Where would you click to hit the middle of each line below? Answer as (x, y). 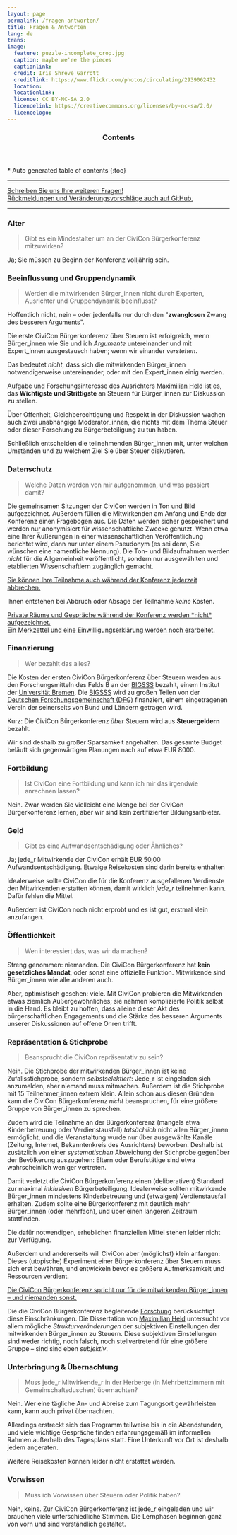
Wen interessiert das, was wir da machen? (86, 951)
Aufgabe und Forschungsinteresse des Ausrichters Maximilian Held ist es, (115, 386)
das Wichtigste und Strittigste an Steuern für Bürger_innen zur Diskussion (116, 393)
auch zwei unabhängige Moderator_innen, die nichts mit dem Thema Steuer (117, 422)
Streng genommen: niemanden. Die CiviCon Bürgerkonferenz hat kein (109, 965)
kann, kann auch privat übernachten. (61, 1411)
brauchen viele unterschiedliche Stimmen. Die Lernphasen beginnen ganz (115, 1516)
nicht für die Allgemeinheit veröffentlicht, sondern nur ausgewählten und (113, 558)
